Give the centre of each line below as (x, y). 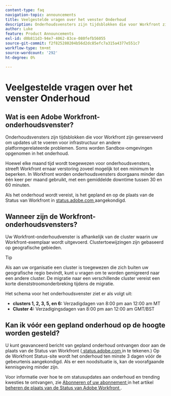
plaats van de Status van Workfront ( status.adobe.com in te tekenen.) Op (82, 351)
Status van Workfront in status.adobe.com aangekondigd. (66, 200)
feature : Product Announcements (39, 34)
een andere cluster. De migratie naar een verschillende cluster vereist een (83, 278)
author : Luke (19, 29)
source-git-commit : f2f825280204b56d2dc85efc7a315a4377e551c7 (73, 43)
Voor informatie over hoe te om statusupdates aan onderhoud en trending (83, 377)
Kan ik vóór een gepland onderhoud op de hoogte (85, 325)
